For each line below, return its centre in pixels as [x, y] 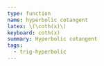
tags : [15, 45]
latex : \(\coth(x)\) [37, 26]
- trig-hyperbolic [40, 52]
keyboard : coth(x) [34, 33]
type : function [29, 13]
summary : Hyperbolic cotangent [52, 39]
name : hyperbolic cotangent [48, 20]
